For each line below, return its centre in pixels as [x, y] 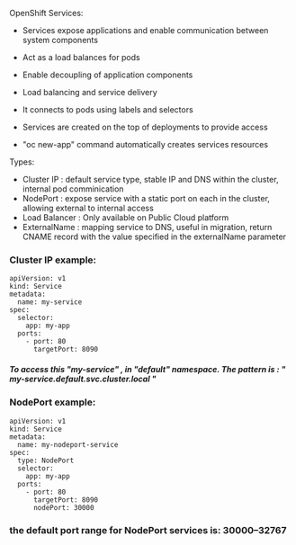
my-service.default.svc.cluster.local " [83, 379]
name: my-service [50, 302]
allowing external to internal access [88, 208]
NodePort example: [53, 402]
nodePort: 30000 [63, 507]
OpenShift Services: [46, 13]
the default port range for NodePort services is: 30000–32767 [148, 530]
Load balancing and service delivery [90, 92]
